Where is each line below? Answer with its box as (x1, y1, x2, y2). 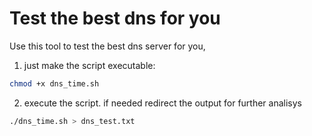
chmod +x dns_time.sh (9, 78, 100, 89)
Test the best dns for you (9, 7, 221, 30)
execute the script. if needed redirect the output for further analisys (23, 97, 303, 109)
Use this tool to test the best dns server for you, (9, 40, 206, 52)
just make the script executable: (23, 59, 156, 71)
